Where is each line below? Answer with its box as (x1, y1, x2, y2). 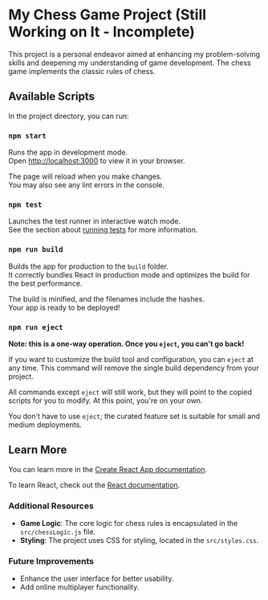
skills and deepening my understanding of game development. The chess (8, 58, 251, 68)
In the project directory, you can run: (8, 111, 129, 121)
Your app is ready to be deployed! (8, 302, 120, 312)
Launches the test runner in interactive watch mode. (8, 216, 181, 226)
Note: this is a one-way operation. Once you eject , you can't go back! (8, 339, 245, 348)
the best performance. (8, 278, 83, 288)
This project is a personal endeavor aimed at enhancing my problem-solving (8, 49, 261, 59)
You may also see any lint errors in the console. (8, 180, 164, 190)
